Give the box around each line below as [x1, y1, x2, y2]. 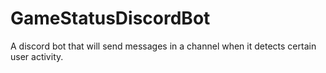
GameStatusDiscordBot [10, 7, 211, 30]
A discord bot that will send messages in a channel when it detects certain [10, 40, 317, 52]
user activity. [10, 50, 64, 62]
